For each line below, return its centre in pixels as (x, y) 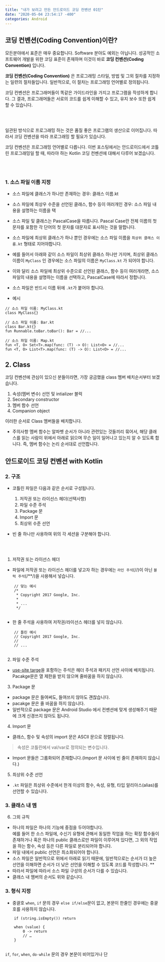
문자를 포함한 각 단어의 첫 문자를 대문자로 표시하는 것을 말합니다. (74, 227)
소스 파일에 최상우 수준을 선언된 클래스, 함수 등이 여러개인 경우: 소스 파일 (82, 204)
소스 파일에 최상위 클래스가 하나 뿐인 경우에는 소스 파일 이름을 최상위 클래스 (83, 238)
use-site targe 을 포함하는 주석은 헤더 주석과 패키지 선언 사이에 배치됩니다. (83, 670)
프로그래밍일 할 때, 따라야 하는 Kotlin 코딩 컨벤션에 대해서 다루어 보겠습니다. (83, 153)
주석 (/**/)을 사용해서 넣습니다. (46, 576)
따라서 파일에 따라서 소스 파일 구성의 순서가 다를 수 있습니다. (70, 871)
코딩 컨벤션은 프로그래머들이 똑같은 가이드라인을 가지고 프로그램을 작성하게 (77, 93)
